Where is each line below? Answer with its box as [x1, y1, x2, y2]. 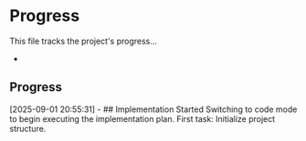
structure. [9, 123, 47, 134]
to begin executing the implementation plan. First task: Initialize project [9, 113, 276, 124]
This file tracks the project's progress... [9, 35, 158, 46]
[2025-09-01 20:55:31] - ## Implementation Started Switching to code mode [9, 104, 298, 115]
